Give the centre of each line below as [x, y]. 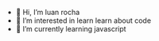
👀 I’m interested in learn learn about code [83, 20]
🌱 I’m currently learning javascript [71, 29]
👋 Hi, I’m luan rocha [48, 12]
